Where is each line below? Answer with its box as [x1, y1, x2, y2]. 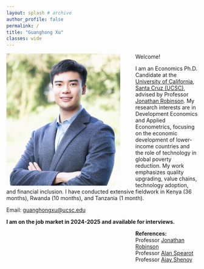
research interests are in [135, 104, 196, 111]
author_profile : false [6, 16, 64, 23]
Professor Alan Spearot [135, 249, 194, 257]
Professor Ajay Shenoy [135, 256, 192, 264]
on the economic [135, 130, 178, 137]
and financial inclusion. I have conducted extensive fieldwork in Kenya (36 [6, 188, 192, 195]
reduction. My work [135, 162, 184, 170]
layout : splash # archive [6, 10, 72, 16]
